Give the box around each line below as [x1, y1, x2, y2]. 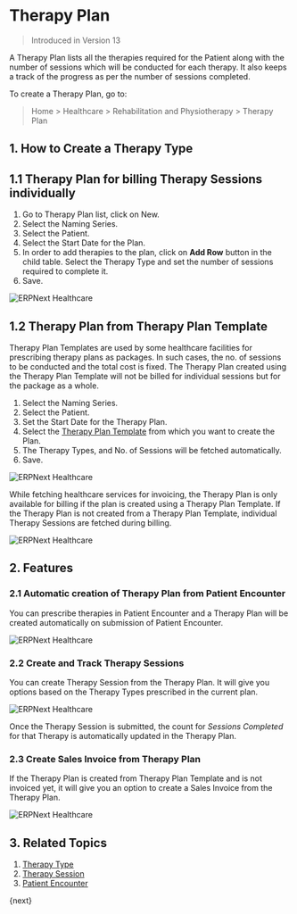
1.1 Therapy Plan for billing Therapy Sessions [9, 171, 263, 187]
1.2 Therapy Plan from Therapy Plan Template [9, 319, 268, 334]
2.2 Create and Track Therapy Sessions [9, 657, 185, 669]
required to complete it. [21, 266, 109, 277]
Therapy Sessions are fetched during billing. [9, 517, 172, 528]
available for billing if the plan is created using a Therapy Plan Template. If [9, 498, 281, 509]
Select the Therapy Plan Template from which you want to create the [21, 426, 275, 436]
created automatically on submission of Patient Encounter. [9, 617, 224, 627]
